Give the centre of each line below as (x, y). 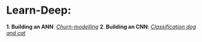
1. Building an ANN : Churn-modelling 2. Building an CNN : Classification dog (101, 27)
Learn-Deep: (39, 10)
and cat (16, 33)
